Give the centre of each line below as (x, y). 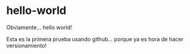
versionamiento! (26, 46)
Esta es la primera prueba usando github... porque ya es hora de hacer (95, 39)
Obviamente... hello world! (39, 27)
